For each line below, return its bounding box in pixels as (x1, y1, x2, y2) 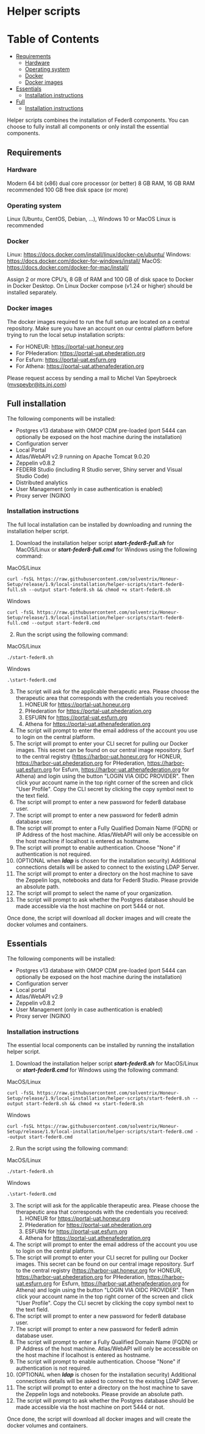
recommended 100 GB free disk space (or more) (7, 186, 129, 193)
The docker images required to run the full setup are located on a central (7, 318, 190, 325)
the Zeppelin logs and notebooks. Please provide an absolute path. (15, 1390, 184, 1397)
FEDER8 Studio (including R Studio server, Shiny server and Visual (15, 465, 182, 473)
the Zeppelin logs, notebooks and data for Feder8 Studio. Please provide (15, 876, 199, 884)
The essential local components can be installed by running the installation (7, 1041, 195, 1048)
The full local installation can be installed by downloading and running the (7, 520, 192, 528)
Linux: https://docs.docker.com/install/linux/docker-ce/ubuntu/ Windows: (7, 251, 192, 258)
